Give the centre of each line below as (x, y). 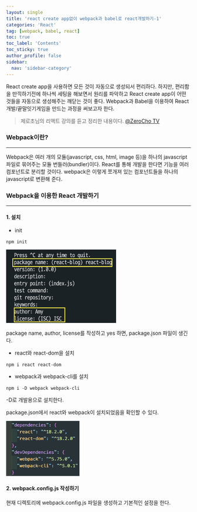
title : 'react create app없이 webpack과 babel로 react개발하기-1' (84, 18)
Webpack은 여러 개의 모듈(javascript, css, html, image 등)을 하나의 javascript (97, 157)
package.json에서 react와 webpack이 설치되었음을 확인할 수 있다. (83, 412)
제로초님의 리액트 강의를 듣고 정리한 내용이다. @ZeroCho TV (90, 121)
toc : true (18, 37)
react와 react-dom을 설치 (45, 353)
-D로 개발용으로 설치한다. (35, 400)
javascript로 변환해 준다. (34, 178)
